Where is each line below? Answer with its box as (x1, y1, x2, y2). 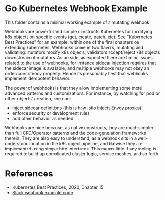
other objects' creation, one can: (5, 95, 71, 101)
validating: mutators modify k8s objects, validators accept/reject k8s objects (5, 50, 160, 55)
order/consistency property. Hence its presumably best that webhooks (5, 70, 148, 76)
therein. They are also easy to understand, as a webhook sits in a (5, 135, 137, 141)
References (5, 168, 53, 179)
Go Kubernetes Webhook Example (5, 3, 148, 14)
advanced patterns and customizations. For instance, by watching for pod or (5, 90, 160, 96)
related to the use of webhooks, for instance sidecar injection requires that (5, 60, 156, 66)
